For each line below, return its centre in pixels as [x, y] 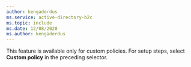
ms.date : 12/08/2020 [32, 28]
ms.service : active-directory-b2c [50, 17]
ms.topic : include [29, 23]
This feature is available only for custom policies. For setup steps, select [95, 51]
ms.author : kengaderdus [36, 34]
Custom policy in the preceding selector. [57, 57]
